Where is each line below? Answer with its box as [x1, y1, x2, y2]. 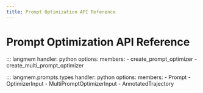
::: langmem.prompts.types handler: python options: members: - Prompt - [6, 74, 191, 81]
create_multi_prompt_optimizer [6, 61, 84, 69]
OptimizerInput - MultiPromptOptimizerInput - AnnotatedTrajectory [6, 80, 174, 87]
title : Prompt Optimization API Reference [6, 9, 116, 15]
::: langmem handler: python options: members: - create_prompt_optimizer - [6, 55, 198, 63]
